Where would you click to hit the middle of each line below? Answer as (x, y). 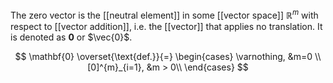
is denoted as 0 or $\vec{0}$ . (71, 37)
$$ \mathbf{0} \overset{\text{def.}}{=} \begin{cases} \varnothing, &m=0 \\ (168, 56)
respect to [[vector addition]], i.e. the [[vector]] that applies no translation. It (166, 26)
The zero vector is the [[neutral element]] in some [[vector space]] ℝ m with (164, 14)
